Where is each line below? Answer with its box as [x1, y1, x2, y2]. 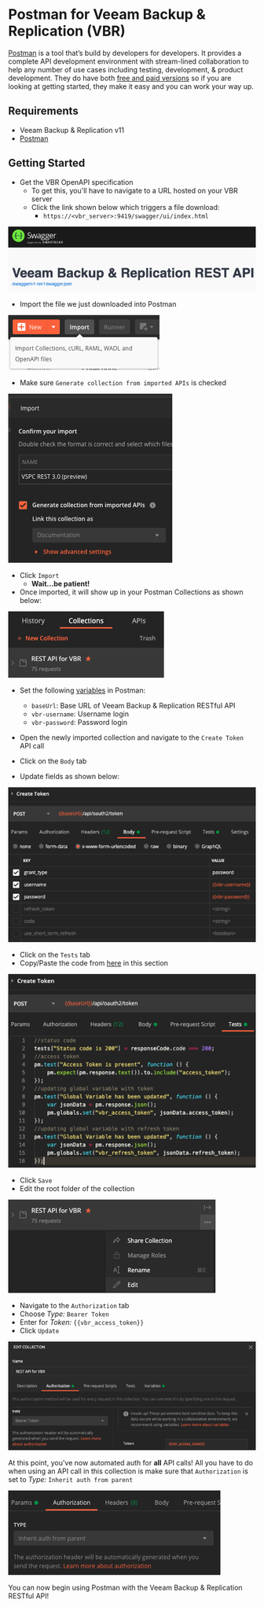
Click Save [19, 1175, 53, 1185]
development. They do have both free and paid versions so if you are [8, 73, 232, 83]
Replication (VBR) [8, 22, 126, 40]
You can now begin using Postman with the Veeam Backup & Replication [8, 1583, 243, 1593]
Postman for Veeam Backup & [8, 6, 206, 24]
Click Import [19, 571, 60, 580]
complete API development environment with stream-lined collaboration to [8, 57, 249, 66]
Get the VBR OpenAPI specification [19, 177, 134, 186]
